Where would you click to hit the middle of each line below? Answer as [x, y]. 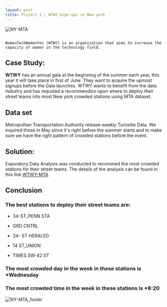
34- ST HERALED [31, 235]
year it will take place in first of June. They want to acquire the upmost [79, 80]
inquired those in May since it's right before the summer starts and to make [83, 130]
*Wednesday [22, 275]
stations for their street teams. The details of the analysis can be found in [81, 169]
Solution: [20, 151]
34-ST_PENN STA [31, 216]
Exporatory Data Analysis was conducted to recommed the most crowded [82, 163]
